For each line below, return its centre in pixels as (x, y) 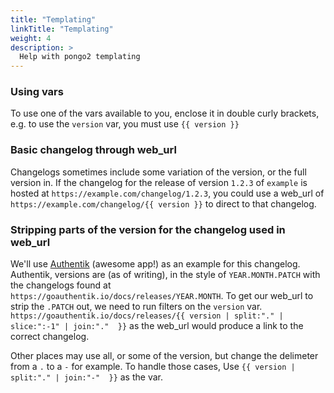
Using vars (37, 92)
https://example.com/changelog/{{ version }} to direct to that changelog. (163, 203)
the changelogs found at (61, 285)
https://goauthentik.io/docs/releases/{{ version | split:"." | (147, 316)
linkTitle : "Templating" (62, 29)
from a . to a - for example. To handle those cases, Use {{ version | (153, 367)
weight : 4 (31, 38)
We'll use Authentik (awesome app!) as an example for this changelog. (155, 264)
